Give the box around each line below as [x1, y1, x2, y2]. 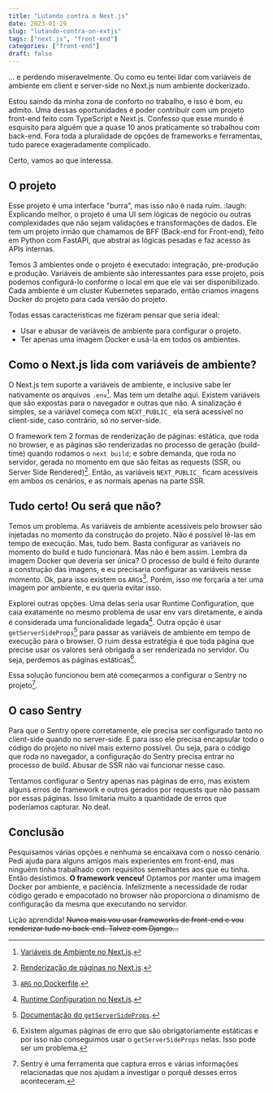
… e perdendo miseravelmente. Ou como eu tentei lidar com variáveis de [8, 72, 252, 81]
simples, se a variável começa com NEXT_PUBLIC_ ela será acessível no [8, 407, 244, 417]
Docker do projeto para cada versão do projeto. [8, 294, 168, 304]
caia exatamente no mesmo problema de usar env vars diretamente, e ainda [8, 607, 263, 617]
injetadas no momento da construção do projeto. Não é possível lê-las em [8, 530, 256, 540]
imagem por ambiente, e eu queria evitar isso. [8, 583, 162, 592]
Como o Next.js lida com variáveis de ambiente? [8, 358, 258, 372]
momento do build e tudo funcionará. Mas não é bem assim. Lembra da [8, 547, 248, 557]
